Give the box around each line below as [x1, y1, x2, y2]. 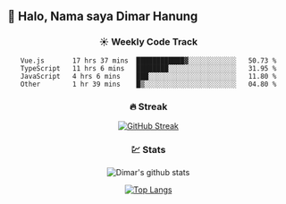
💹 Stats [130, 143, 166, 156]
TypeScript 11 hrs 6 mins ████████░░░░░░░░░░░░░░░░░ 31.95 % [20, 64, 277, 72]
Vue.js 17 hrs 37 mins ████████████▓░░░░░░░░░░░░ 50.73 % [20, 55, 277, 65]
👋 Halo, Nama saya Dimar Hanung [7, 9, 198, 24]
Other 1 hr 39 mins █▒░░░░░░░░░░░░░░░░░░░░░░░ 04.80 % [20, 80, 277, 89]
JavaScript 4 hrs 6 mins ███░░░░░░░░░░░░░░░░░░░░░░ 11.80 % [20, 72, 277, 81]
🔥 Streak [129, 100, 168, 113]
